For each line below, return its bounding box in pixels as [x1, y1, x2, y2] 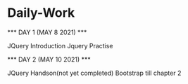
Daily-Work [7, 5, 75, 21]
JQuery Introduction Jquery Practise [7, 41, 113, 50]
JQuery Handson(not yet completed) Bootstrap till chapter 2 [7, 69, 182, 77]
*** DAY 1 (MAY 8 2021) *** [7, 28, 87, 36]
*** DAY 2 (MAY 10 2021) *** [7, 55, 92, 64]
